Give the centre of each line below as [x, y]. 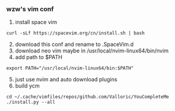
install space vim [36, 22]
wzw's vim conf [30, 9]
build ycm [27, 86]
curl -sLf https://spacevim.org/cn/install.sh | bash [76, 33]
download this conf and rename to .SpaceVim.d [74, 45]
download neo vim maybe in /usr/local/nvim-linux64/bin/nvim [92, 51]
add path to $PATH [38, 57]
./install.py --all [31, 102]
